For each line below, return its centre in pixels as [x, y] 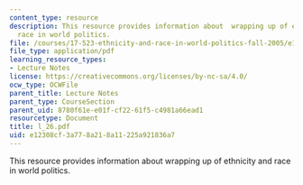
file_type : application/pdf [62, 51]
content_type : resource [54, 18]
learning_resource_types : [58, 60]
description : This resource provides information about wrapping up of [149, 26]
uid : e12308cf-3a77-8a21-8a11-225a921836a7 [92, 135]
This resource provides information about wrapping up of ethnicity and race [150, 161]
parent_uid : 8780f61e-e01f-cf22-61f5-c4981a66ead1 [106, 110]
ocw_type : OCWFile [44, 85]
